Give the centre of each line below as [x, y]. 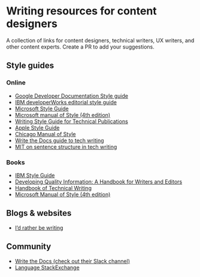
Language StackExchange [47, 267]
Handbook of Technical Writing [53, 188]
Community [29, 247]
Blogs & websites [39, 213]
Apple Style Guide [37, 128]
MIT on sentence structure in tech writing [66, 147]
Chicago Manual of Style [45, 134]
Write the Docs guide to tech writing [59, 140]
